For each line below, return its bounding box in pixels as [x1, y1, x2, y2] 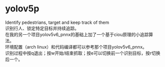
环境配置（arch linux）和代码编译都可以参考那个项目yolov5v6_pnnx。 [5, 44, 147, 50]
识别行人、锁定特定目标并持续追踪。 [5, 25, 79, 31]
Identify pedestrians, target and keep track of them [5, 19, 110, 25]
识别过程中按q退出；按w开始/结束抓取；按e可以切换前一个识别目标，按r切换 [5, 50, 161, 56]
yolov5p [5, 3, 40, 14]
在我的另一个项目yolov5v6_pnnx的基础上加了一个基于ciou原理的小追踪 [5, 31, 149, 37]
